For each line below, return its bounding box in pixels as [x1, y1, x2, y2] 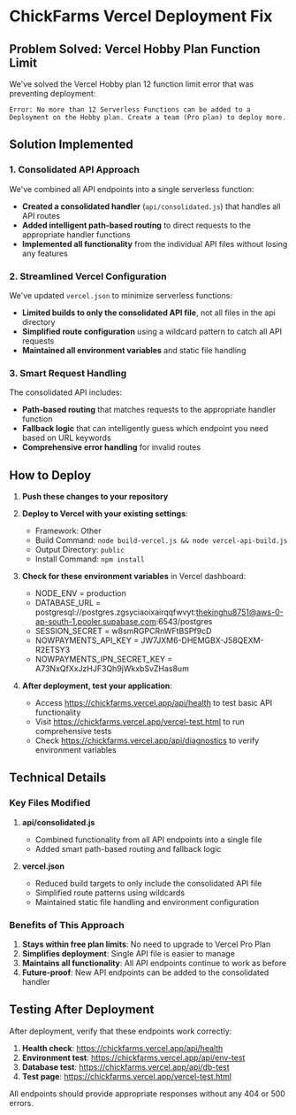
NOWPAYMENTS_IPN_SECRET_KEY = [34, 654, 173, 665]
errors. [9, 1097, 34, 1108]
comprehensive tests [34, 726, 112, 737]
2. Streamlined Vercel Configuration [9, 270, 167, 283]
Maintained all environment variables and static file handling [21, 345, 247, 355]
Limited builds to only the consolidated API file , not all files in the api [21, 307, 277, 318]
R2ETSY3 [34, 645, 71, 655]
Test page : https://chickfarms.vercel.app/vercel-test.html [21, 1071, 232, 1081]
